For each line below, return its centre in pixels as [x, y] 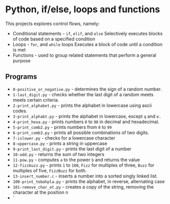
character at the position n [40, 192]
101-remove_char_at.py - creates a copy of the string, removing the [83, 187]
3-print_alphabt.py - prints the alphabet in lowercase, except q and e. [87, 116]
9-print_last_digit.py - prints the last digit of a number [72, 149]
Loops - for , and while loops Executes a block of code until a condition [88, 44]
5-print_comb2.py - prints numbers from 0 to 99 [62, 127]
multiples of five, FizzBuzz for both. [50, 170]
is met [19, 50]
